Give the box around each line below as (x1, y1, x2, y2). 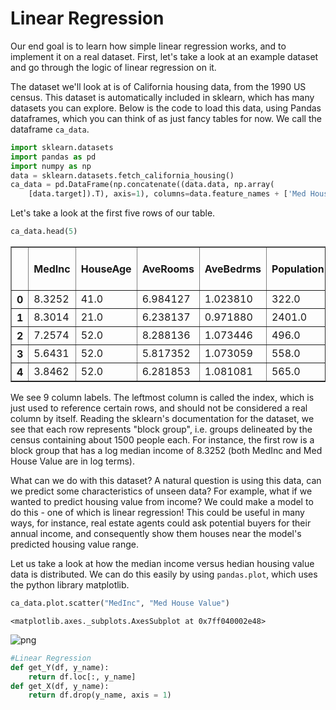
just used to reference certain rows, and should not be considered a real (10, 402, 308, 414)
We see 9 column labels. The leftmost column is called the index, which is (10, 392, 315, 404)
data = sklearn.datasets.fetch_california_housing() (10, 170, 235, 181)
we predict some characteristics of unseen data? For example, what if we (10, 485, 313, 497)
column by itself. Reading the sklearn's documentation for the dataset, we (10, 413, 315, 425)
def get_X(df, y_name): (10, 681, 110, 691)
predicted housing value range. (10, 538, 139, 551)
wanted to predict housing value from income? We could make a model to (10, 496, 314, 508)
